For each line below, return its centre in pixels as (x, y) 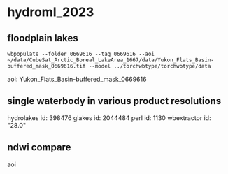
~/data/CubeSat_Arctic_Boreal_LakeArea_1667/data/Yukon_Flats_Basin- (111, 60)
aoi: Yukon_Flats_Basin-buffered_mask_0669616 (77, 79)
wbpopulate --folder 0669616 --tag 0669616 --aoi (81, 54)
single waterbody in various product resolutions (114, 101)
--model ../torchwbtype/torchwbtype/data (150, 66)
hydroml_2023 (51, 12)
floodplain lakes (43, 38)
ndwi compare (39, 147)
